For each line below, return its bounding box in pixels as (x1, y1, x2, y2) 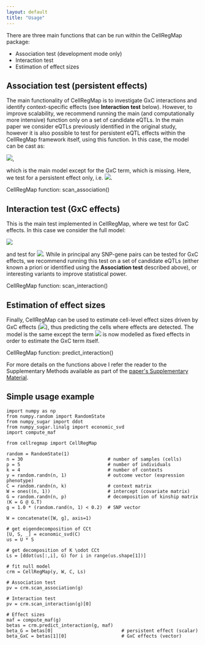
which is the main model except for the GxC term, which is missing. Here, (6, 167, 192, 175)
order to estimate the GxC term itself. (6, 337, 100, 344)
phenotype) (6, 477, 34, 484)
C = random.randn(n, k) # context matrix (6, 483, 152, 489)
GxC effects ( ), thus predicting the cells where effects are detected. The (6, 323, 194, 331)
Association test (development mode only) (15, 50, 122, 57)
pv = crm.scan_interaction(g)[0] (6, 601, 92, 607)
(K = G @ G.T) (6, 499, 43, 505)
